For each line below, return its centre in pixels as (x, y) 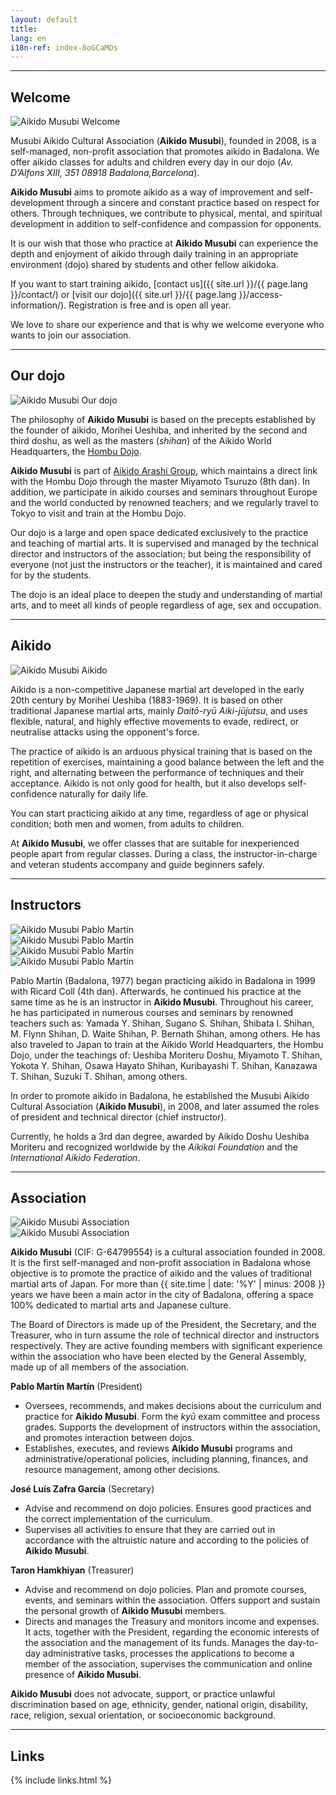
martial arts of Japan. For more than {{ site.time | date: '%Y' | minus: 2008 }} (168, 1284)
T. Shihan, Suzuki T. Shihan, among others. (99, 1076)
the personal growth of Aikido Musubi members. (125, 1611)
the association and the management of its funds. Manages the (155, 1643)
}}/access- (260, 295)
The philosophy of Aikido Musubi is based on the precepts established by (163, 419)
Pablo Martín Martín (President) (76, 1387)
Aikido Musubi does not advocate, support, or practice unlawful (143, 1694)
